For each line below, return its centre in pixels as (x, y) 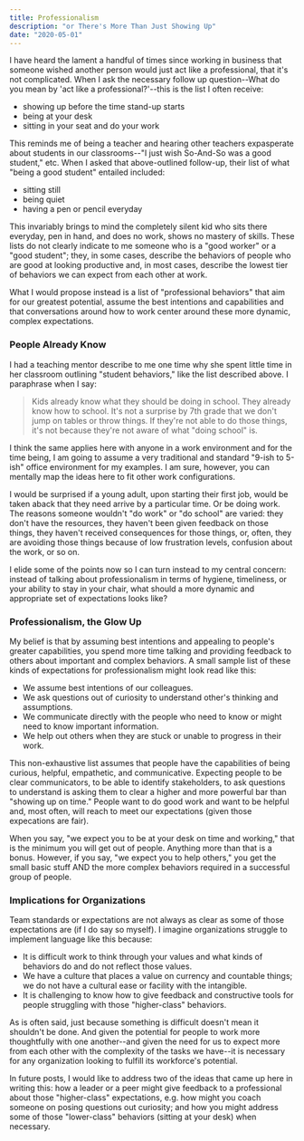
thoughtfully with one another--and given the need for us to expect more (145, 1041)
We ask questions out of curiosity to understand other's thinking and (150, 697)
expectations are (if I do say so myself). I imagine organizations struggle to (148, 930)
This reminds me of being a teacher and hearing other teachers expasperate (152, 144)
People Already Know (58, 345)
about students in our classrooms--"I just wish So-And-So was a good (140, 153)
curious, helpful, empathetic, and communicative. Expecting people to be (146, 772)
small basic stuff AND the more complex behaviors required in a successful (150, 867)
